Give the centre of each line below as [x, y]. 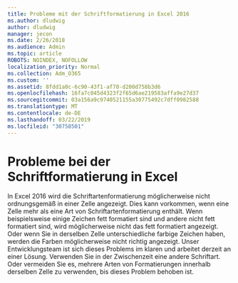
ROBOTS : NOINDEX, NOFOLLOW [47, 60]
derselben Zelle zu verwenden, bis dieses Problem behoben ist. [101, 272]
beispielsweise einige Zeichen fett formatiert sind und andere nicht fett [111, 219]
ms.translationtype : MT [43, 107]
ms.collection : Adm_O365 [44, 73]
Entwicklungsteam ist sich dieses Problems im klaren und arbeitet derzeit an [119, 249]
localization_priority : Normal [54, 67]
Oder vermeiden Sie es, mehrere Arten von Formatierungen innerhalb [109, 265]
